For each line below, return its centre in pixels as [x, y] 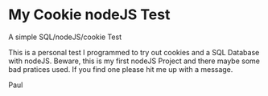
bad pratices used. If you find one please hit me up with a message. [121, 69]
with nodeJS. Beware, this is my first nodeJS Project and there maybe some [134, 61]
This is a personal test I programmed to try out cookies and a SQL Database [134, 52]
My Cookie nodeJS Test [89, 15]
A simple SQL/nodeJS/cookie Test [65, 37]
